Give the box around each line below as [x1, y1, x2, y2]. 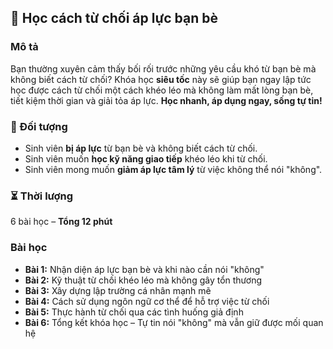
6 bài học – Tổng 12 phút [10, 216, 113, 228]
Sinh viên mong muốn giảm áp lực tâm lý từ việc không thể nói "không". [24, 163, 323, 175]
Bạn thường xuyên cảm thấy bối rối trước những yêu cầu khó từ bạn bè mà [10, 62, 317, 75]
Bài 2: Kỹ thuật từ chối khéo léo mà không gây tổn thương [24, 274, 263, 286]
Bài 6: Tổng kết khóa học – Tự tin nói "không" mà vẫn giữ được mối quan [24, 316, 324, 328]
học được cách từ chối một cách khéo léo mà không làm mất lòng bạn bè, [10, 84, 314, 96]
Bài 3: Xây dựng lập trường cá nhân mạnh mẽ [24, 284, 212, 296]
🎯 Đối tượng [10, 119, 68, 133]
